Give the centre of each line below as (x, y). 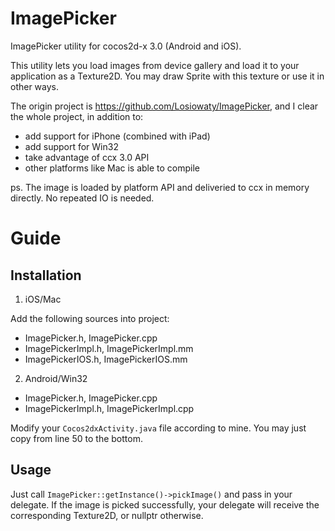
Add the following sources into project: (90, 318)
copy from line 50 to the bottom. (76, 438)
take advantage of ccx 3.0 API (87, 157)
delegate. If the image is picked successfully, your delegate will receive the (165, 504)
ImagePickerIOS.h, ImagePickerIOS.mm (106, 359)
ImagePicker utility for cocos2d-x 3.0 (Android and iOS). (126, 46)
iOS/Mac (43, 299)
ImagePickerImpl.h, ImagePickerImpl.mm (109, 348)
